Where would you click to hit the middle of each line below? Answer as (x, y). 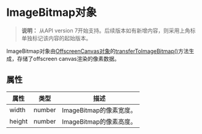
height (19, 121)
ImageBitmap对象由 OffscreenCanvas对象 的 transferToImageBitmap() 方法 (98, 51)
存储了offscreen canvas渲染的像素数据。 (68, 58)
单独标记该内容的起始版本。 (56, 38)
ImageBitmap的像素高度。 (99, 121)
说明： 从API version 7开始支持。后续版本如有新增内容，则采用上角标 (108, 30)
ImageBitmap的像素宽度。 (99, 110)
